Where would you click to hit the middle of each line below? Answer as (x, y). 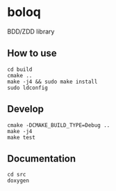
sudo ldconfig (28, 88)
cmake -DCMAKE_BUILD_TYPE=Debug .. (59, 125)
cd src (17, 175)
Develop (25, 109)
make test (22, 137)
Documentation (42, 159)
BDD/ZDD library (31, 31)
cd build (20, 69)
